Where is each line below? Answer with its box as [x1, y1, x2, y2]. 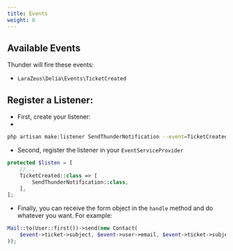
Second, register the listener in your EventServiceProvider [17, 146, 184, 154]
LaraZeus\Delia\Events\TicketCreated [17, 76, 127, 83]
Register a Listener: [7, 94, 94, 106]
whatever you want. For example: [17, 211, 113, 220]
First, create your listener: [17, 112, 92, 121]
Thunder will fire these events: [7, 60, 94, 69]
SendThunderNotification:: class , [32, 178, 129, 186]
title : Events [7, 10, 49, 17]
